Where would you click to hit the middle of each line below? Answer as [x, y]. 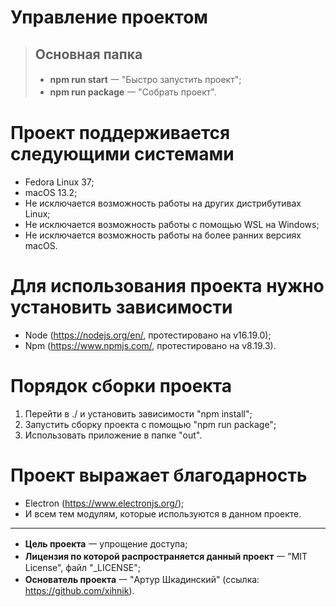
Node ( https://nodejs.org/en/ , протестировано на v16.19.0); [148, 335]
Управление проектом [109, 17]
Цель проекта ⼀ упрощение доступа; [106, 543]
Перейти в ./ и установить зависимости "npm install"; [138, 413]
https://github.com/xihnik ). [79, 590]
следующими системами [122, 154]
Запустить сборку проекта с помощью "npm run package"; [150, 424]
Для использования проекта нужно [167, 286]
